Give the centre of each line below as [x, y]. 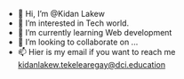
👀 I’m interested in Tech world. [73, 23]
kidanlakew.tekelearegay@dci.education [92, 65]
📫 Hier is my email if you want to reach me [96, 52]
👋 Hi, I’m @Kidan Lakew [61, 14]
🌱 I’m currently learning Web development [95, 32]
